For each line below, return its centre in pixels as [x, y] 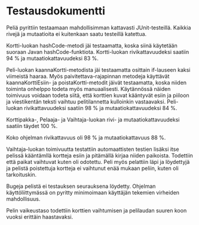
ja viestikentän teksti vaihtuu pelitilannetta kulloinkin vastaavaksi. [86, 101]
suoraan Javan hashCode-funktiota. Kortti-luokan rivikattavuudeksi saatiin [98, 51]
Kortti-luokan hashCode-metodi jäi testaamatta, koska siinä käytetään [92, 45]
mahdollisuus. [23, 199]
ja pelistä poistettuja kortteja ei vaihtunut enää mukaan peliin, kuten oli [93, 168]
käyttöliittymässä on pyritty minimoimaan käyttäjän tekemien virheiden [93, 192]
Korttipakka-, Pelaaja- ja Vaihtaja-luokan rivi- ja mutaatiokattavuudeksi [93, 119]
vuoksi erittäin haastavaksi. [40, 217]
